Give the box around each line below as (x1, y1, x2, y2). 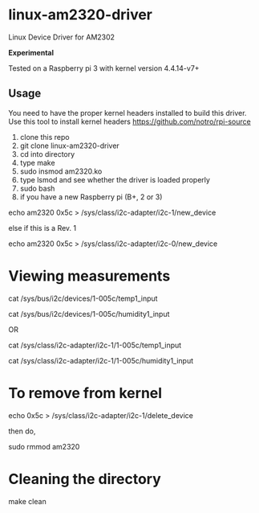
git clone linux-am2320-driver (19, 141, 120, 150)
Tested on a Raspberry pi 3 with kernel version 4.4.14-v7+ (8, 63, 200, 73)
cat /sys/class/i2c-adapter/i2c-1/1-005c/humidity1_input (8, 355, 194, 365)
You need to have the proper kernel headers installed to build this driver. (8, 108, 247, 117)
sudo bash (19, 183, 55, 193)
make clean (8, 496, 47, 506)
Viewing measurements (8, 267, 171, 285)
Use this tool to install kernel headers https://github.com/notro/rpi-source (8, 117, 251, 126)
